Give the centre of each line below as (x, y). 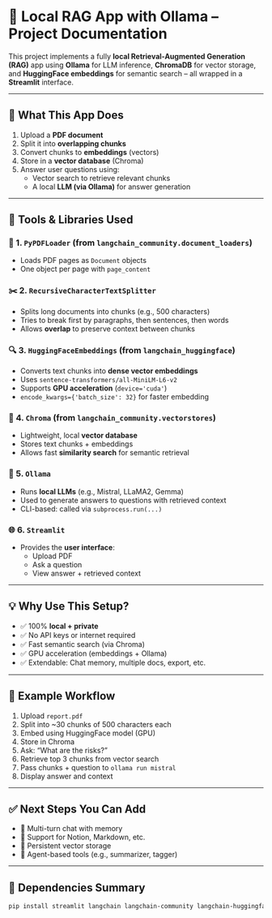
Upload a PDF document (62, 135)
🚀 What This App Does (66, 116)
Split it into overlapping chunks (73, 143)
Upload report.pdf (51, 715)
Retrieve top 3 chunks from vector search (89, 759)
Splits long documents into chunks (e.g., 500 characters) (115, 311)
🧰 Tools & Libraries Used (71, 220)
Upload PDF (52, 556)
